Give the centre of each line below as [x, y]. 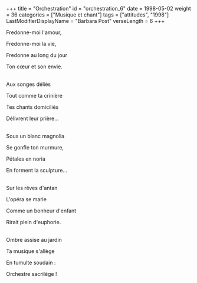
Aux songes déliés [29, 84]
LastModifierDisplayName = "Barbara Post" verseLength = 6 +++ [86, 21]
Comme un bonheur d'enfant [41, 211]
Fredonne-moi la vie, [31, 44]
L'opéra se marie [27, 199]
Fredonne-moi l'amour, [34, 32]
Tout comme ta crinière [35, 96]
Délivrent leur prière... [32, 118]
